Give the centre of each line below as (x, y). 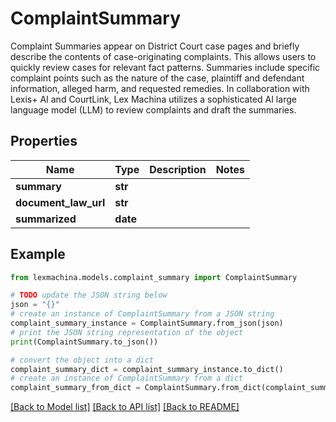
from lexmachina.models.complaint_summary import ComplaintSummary (154, 277)
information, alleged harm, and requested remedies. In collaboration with (160, 88)
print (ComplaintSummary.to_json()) (84, 342)
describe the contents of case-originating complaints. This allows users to (163, 56)
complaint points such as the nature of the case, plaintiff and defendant (157, 78)
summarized (46, 219)
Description (178, 169)
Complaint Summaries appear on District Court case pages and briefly (155, 46)
